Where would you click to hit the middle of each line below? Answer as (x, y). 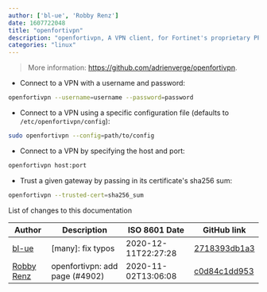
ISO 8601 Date (156, 229)
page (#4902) (78, 276)
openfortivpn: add (85, 266)
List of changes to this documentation (70, 210)
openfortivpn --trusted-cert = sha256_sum (76, 195)
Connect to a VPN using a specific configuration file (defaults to (124, 113)
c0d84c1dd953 (224, 271)
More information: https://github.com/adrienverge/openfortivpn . (132, 67)
